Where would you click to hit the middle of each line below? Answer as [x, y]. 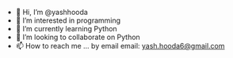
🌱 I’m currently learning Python [66, 29]
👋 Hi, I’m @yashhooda [52, 12]
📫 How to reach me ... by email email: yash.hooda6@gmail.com [120, 46]
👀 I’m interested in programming [68, 20]
